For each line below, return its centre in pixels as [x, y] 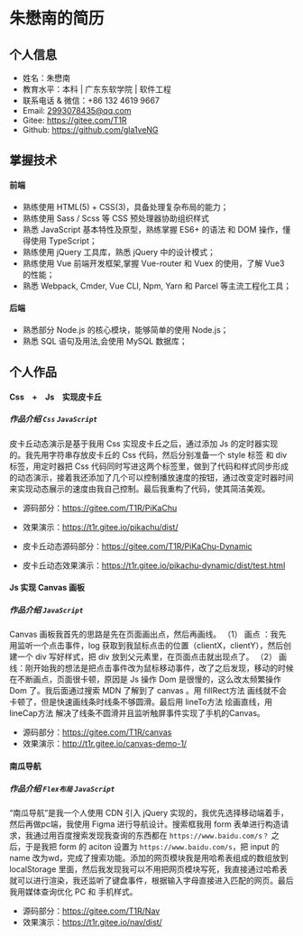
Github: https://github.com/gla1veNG [91, 130]
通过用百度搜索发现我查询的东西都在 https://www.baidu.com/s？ [151, 835]
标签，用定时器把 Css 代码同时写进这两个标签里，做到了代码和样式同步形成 [149, 466]
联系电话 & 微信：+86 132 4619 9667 [91, 101]
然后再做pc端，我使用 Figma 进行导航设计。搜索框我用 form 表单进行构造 [145, 824]
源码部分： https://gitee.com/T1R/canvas [97, 732]
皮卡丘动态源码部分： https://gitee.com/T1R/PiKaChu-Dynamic [137, 546]
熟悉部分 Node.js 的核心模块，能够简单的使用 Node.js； [125, 329]
